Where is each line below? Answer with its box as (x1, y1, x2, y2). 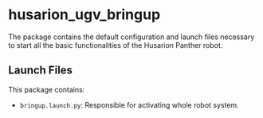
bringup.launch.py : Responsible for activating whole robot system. (19, 100, 239, 109)
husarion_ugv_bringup (8, 6, 161, 24)
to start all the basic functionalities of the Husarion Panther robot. (8, 40, 223, 49)
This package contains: (8, 85, 85, 94)
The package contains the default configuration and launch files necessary (8, 32, 255, 41)
